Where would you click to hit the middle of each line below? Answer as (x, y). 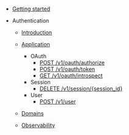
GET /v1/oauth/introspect (71, 75)
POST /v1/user (58, 101)
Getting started (31, 9)
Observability (38, 125)
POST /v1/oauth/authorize (72, 63)
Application (35, 44)
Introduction (37, 32)
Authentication (31, 20)
